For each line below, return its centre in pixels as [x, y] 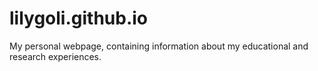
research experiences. [55, 56]
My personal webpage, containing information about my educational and [159, 46]
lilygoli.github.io [79, 18]
